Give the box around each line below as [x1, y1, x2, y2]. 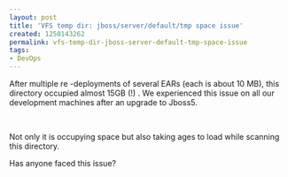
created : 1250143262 [9, 29, 86, 38]
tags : [9, 46, 29, 55]
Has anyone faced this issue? [9, 158, 117, 168]
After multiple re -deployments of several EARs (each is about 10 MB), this [9, 79, 280, 88]
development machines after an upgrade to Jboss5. [9, 97, 198, 107]
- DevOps [9, 54, 42, 63]
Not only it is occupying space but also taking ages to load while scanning [9, 132, 280, 142]
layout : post [9, 12, 58, 22]
